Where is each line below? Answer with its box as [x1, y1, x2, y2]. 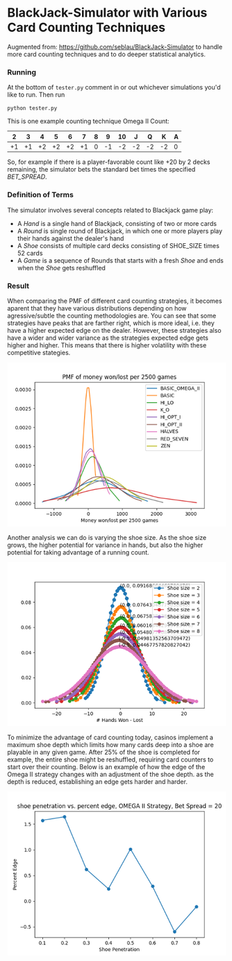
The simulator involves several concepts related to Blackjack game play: [7, 206, 214, 214]
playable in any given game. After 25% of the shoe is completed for [7, 748, 200, 757]
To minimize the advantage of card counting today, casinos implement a [7, 733, 214, 741]
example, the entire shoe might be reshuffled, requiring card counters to [7, 755, 214, 764]
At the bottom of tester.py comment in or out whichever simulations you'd [7, 83, 221, 92]
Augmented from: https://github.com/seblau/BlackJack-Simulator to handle [7, 42, 223, 51]
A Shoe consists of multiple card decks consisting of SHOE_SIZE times [17, 241, 220, 249]
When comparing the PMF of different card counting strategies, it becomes [7, 297, 222, 305]
